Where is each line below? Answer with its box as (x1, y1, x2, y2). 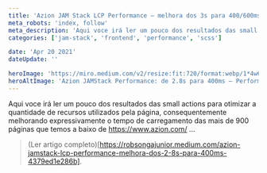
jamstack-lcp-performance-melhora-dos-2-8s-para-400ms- (27, 148, 227, 157)
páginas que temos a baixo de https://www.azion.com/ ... (8, 124, 195, 133)
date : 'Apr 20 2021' (8, 48, 77, 56)
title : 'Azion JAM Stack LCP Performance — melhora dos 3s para (8, 11, 226, 20)
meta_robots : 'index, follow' (8, 19, 109, 27)
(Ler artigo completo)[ (27, 140, 101, 149)
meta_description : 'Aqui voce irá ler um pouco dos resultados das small (8, 26, 258, 34)
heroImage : (8, 70, 44, 78)
